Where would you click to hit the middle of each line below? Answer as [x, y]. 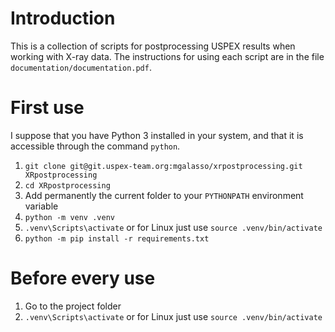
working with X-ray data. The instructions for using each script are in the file [167, 56]
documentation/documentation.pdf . [81, 67]
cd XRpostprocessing [67, 185]
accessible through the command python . [95, 146]
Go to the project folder [73, 306]
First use [47, 108]
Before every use [83, 278]
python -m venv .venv [69, 217]
